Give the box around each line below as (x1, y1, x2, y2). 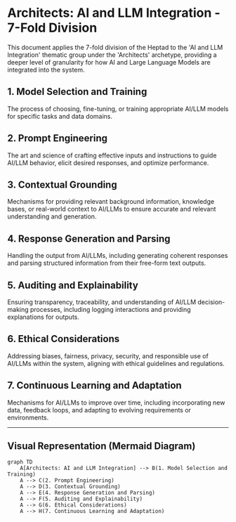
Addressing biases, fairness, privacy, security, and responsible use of (7, 351, 209, 360)
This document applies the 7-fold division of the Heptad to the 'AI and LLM (7, 43, 223, 51)
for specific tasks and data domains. (7, 112, 113, 120)
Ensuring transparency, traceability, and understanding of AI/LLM (7, 298, 197, 306)
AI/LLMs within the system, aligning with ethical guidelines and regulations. (7, 359, 225, 367)
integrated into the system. (7, 65, 86, 74)
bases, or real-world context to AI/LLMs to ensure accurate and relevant (7, 205, 216, 214)
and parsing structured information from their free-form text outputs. (7, 259, 206, 268)
